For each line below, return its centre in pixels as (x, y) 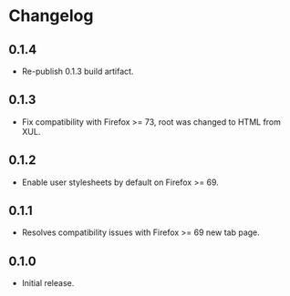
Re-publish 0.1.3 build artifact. (78, 71)
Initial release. (48, 283)
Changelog (51, 16)
